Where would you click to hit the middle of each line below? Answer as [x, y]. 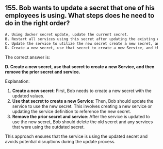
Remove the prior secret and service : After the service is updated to [81, 117]
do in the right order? [38, 23]
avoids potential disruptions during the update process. [60, 142]
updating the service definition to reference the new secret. [72, 112]
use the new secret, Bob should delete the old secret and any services [82, 122]
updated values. [28, 96]
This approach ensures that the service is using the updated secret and [76, 136]
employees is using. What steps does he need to [80, 16]
